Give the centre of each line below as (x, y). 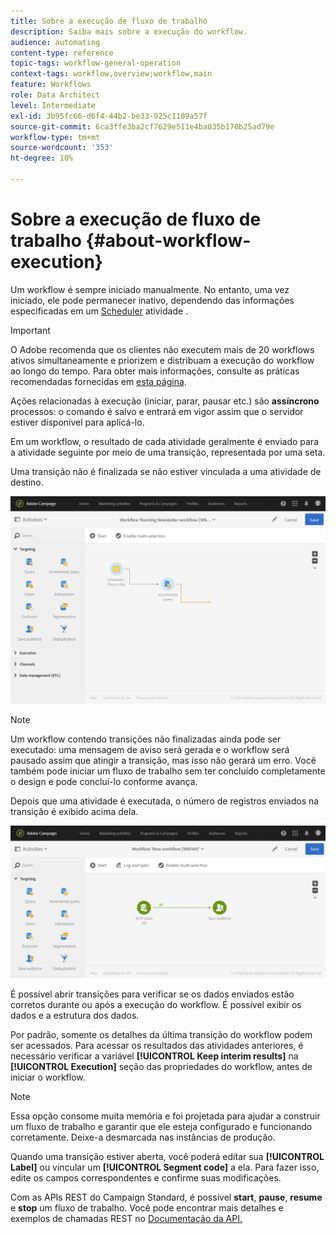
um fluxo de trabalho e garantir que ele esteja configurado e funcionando (161, 1127)
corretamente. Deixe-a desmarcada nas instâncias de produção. (143, 1137)
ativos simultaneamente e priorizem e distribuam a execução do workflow (162, 360)
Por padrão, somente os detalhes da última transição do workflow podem (161, 1035)
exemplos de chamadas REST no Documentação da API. (126, 1219)
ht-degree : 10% (42, 158)
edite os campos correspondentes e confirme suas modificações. (146, 1178)
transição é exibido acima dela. (74, 812)
